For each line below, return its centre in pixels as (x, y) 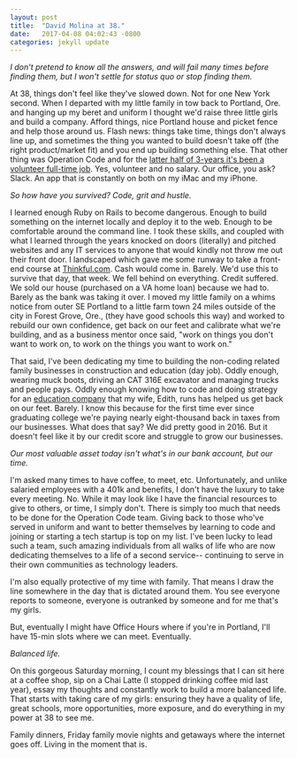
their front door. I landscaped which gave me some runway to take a (134, 260)
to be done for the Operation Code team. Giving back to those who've (137, 517)
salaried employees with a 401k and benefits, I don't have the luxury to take (148, 490)
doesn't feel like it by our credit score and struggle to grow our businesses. (147, 436)
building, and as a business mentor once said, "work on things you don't (142, 335)
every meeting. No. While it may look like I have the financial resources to (144, 499)
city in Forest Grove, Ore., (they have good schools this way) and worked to (148, 316)
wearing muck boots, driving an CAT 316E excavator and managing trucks (145, 380)
